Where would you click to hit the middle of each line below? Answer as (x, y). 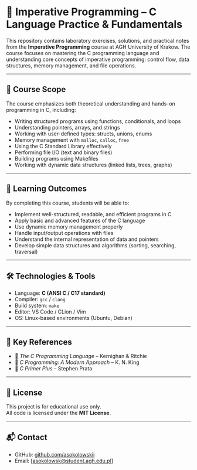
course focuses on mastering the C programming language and (83, 53)
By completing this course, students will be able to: (68, 203)
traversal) (26, 251)
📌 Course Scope (36, 89)
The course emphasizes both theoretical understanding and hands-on (91, 103)
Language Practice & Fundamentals (94, 24)
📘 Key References (39, 342)
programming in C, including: (41, 110)
